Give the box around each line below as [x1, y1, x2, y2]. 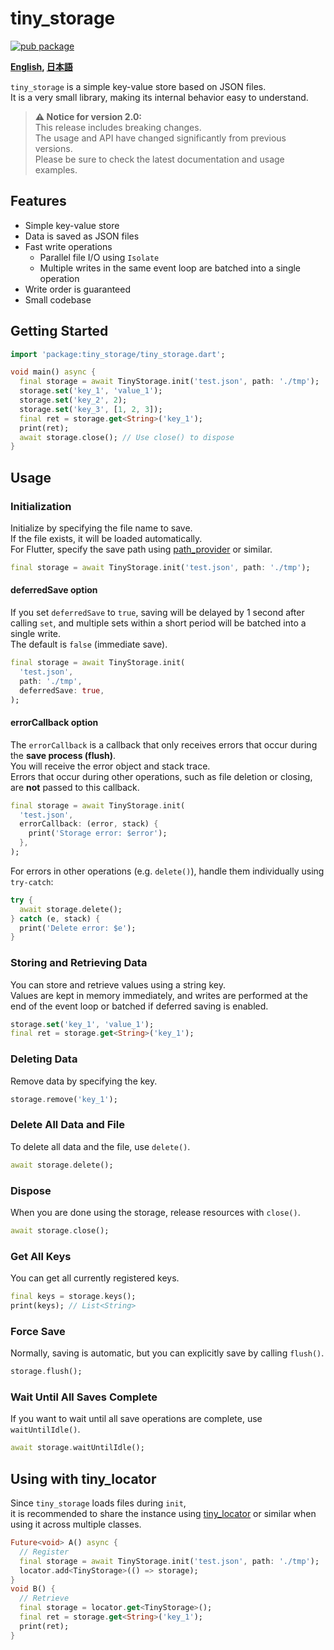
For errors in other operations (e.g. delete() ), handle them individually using [10, 865, 325, 877]
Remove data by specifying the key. [10, 1075, 158, 1087]
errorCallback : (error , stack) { [19, 819, 159, 829]
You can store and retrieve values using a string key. [10, 978, 226, 991]
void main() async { [10, 367, 97, 377]
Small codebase [24, 293, 92, 306]
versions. [34, 142, 73, 154]
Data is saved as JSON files [24, 230, 140, 242]
